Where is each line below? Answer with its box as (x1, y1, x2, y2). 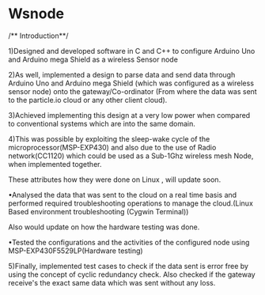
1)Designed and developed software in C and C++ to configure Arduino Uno (8, 46, 256, 55)
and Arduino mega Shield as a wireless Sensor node (8, 55, 178, 64)
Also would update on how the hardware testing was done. (8, 222, 200, 232)
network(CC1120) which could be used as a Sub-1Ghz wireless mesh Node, (8, 151, 254, 161)
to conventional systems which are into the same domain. (8, 119, 196, 128)
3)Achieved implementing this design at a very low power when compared (8, 110, 251, 119)
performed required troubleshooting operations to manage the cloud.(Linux (8, 199, 253, 208)
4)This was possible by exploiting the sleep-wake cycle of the (8, 134, 210, 143)
